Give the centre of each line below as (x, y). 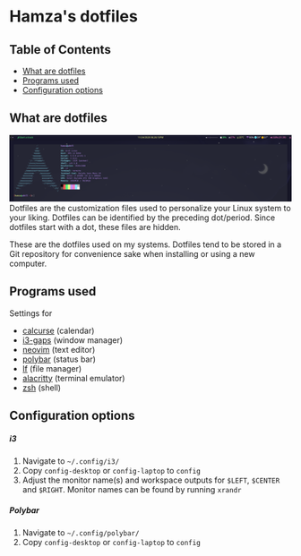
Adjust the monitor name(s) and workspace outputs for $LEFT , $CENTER (151, 480)
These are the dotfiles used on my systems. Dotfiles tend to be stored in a (146, 244)
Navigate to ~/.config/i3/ (71, 461)
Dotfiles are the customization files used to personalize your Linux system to (150, 208)
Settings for (31, 313)
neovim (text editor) (59, 349)
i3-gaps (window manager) (73, 340)
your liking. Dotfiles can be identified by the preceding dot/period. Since (142, 218)
